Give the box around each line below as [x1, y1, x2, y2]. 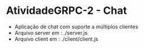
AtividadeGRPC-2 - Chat [6, 4, 127, 17]
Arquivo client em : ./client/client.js [14, 35, 98, 42]
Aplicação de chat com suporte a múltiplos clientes [14, 23, 139, 30]
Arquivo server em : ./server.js [14, 29, 88, 36]
